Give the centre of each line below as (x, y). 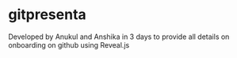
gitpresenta (48, 15)
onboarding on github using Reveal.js (69, 44)
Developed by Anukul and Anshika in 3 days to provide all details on (119, 37)
